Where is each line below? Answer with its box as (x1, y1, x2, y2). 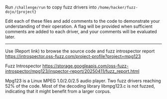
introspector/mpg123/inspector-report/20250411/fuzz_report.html (5, 68, 140, 74)
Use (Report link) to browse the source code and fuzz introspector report (5, 48, 155, 54)
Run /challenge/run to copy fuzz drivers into (5, 4, 97, 10)
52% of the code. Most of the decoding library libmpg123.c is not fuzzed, (5, 83, 155, 89)
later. (5, 34, 16, 40)
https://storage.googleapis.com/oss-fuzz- (42, 63, 129, 69)
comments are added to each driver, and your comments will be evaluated (5, 29, 158, 34)
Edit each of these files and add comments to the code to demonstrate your (5, 18, 160, 24)
